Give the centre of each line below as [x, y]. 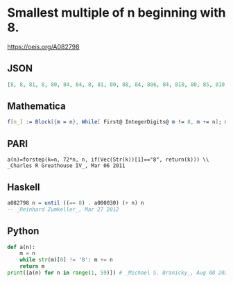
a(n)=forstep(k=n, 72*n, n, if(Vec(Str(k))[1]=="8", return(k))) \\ [108, 160]
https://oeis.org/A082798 [43, 46]
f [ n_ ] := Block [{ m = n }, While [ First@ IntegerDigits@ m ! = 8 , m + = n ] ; [114, 122]
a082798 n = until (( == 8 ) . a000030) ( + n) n [76, 203]
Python [23, 231]
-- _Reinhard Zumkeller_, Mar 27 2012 [63, 209]
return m [32, 266]
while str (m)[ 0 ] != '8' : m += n [66, 260]
